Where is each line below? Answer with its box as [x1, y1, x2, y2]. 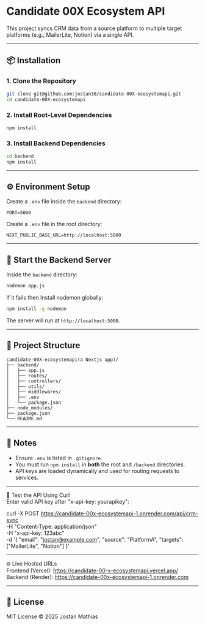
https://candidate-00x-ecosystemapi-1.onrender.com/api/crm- [40, 510, 198, 517]
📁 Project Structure [6, 340, 81, 350]
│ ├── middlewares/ [6, 388, 62, 395]
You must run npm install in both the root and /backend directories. [15, 461, 185, 468]
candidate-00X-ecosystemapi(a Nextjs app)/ [6, 357, 119, 363]
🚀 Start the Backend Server [6, 254, 112, 265]
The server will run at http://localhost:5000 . [6, 317, 120, 324]
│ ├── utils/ [6, 383, 45, 390]
